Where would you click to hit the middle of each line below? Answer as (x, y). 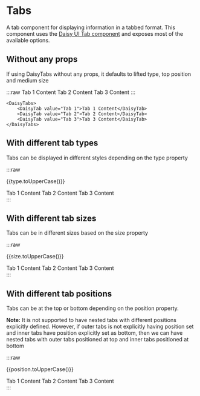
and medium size (27, 80)
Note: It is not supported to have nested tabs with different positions (92, 320)
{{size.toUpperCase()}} (35, 257)
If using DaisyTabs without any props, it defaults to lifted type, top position (99, 74)
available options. (28, 40)
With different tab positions (59, 294)
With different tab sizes (51, 218)
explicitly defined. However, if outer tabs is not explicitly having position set (100, 327)
